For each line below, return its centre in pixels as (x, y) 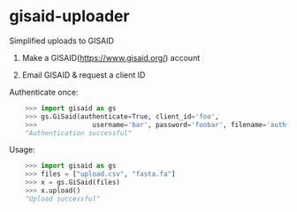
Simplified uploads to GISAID (62, 41)
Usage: (22, 150)
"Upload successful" (63, 199)
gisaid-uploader (69, 16)
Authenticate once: (44, 92)
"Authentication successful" (79, 133)
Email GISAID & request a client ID (84, 75)
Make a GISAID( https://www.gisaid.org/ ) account (111, 57)
